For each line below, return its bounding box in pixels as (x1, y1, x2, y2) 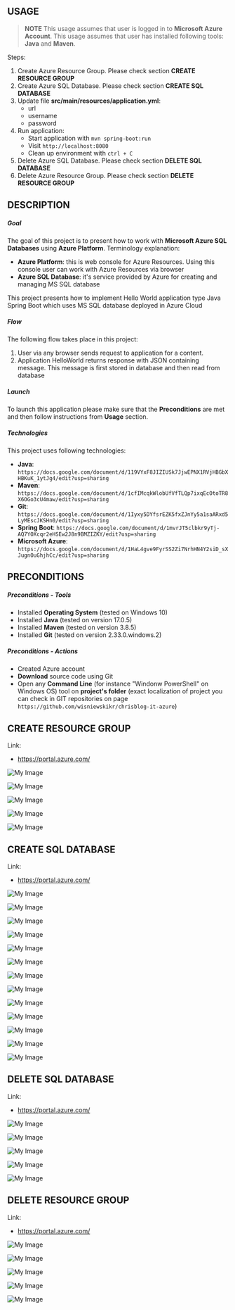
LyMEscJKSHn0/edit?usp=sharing (17, 517, 109, 524)
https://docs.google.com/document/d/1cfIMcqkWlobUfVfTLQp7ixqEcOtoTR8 (17, 490, 229, 497)
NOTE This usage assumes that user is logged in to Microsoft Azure (24, 24, 223, 32)
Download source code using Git (17, 672, 114, 681)
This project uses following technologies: (7, 446, 126, 455)
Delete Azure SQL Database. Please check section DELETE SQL (17, 156, 202, 165)
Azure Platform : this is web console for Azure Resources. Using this (17, 258, 215, 266)
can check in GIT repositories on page (17, 695, 128, 703)
